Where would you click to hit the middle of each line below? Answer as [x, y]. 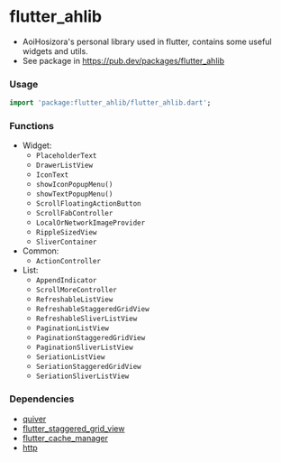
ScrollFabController [74, 214]
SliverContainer [66, 242]
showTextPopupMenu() [74, 194]
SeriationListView [70, 357]
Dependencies [42, 399]
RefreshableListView [74, 300]
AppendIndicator [66, 281]
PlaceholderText [66, 156]
